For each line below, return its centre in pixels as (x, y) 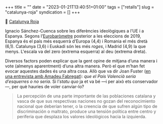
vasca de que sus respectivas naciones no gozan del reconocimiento (86, 101)
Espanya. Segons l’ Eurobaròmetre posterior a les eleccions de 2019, (73, 36)
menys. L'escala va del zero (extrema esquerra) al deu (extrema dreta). (76, 51)
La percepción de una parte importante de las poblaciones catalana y (86, 96)
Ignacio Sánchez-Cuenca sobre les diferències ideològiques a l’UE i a (74, 31)
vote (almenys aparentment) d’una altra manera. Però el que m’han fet (75, 66)
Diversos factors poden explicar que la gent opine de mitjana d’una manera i (81, 61)
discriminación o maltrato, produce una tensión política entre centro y (86, 111)
